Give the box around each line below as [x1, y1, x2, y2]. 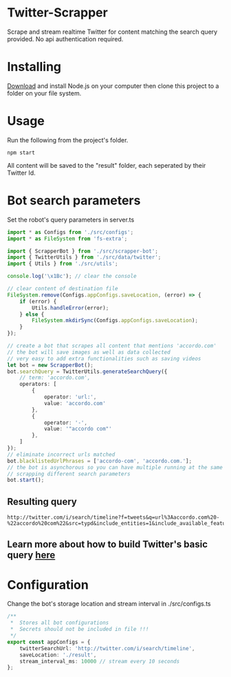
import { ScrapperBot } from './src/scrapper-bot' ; [7, 248, 158, 255]
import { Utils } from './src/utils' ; [7, 260, 118, 268]
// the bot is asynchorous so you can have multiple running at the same [7, 464, 223, 471]
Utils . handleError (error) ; [32, 304, 109, 311]
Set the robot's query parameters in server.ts [7, 215, 135, 224]
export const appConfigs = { [7, 638, 91, 645]
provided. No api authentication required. [7, 34, 124, 43]
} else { [19, 311, 45, 318]
